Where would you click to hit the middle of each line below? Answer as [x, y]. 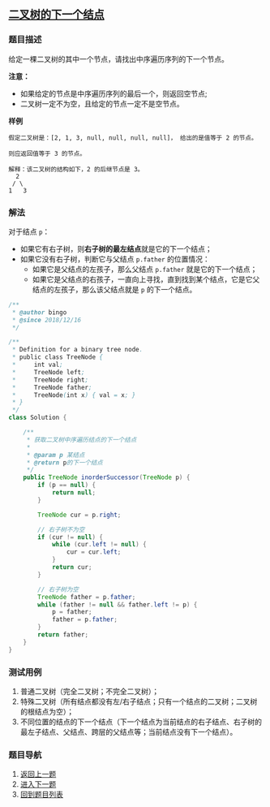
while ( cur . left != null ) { [99, 545]
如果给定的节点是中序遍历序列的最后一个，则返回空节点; [114, 93]
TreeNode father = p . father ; [87, 597]
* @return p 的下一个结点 [64, 462]
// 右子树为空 [58, 589]
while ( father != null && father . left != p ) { [118, 604]
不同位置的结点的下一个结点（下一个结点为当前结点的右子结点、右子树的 [141, 722]
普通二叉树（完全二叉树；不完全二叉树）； [90, 692]
